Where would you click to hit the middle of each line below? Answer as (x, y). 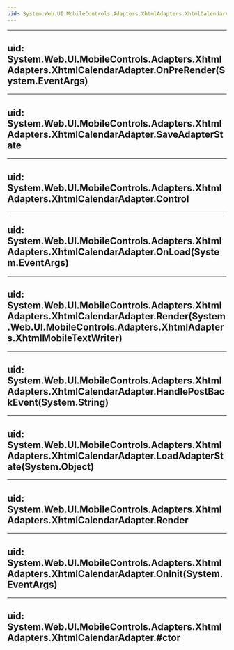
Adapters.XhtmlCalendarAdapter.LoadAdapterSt (116, 455)
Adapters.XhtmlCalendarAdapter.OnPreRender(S (116, 70)
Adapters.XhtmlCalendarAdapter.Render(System (117, 316)
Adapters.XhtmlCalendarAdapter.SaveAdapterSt (116, 134)
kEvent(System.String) (58, 403)
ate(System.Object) (51, 467)
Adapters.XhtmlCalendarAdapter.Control (98, 199)
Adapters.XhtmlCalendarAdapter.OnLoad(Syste (114, 252)
